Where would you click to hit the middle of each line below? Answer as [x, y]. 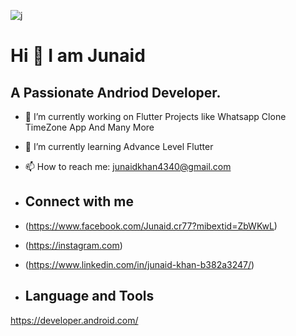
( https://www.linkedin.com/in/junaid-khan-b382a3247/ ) [139, 264]
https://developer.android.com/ [74, 320]
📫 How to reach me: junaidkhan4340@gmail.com [128, 166]
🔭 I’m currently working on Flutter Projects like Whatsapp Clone [155, 116]
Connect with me [79, 201]
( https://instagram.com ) [73, 245]
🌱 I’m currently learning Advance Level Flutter [119, 146]
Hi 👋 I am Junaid [78, 56]
